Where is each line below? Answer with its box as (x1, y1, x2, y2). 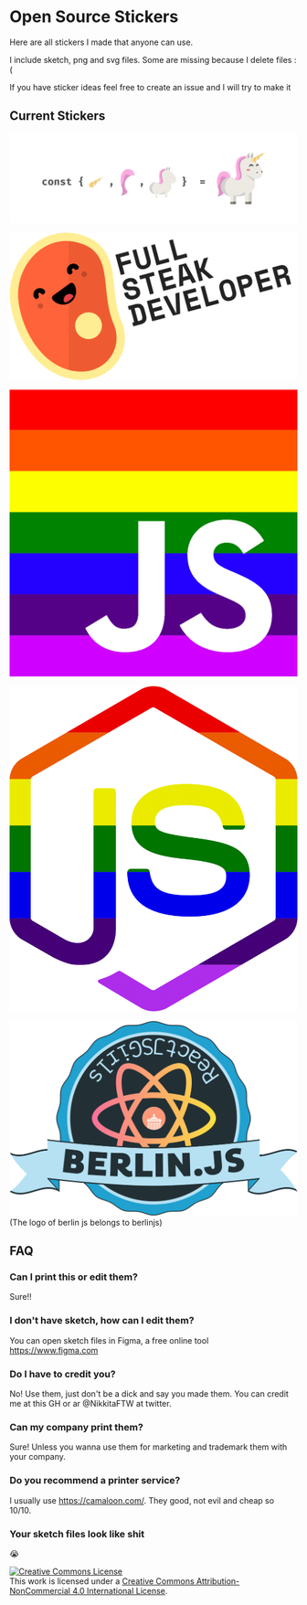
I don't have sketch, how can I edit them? (9, 1314, 195, 1327)
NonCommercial (9, 1585, 71, 1596)
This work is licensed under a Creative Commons (9, 1575, 195, 1587)
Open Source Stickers (9, 6, 179, 27)
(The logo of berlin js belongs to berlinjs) (9, 1217, 163, 1228)
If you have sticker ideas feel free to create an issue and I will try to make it (9, 81, 291, 92)
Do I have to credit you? (9, 1367, 116, 1380)
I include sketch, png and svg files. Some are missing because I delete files (9, 54, 292, 65)
